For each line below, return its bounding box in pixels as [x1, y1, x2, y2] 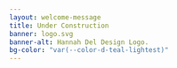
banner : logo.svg [9, 29, 74, 38]
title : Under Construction [9, 21, 109, 30]
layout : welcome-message [9, 12, 101, 22]
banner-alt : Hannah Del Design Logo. [9, 37, 149, 47]
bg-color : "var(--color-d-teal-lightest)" [9, 46, 169, 55]
